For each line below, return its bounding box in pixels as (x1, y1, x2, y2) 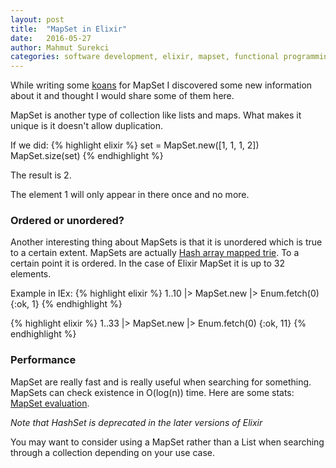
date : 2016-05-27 (10, 33, 92, 43)
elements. (10, 268, 52, 280)
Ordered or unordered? (10, 214, 125, 228)
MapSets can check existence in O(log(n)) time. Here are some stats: (10, 386, 295, 398)
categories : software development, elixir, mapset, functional (10, 52, 280, 62)
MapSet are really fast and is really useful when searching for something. (10, 376, 312, 388)
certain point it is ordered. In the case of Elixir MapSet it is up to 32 (10, 257, 285, 270)
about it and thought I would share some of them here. (10, 90, 235, 102)
